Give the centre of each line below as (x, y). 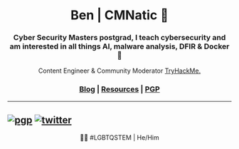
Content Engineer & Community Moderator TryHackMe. (119, 71)
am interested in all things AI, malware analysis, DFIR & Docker (119, 46)
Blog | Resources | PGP (119, 89)
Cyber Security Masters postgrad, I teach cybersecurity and (119, 38)
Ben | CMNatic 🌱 (119, 15)
